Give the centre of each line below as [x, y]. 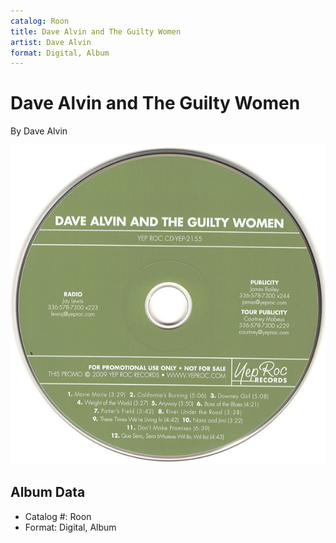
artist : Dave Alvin [51, 42]
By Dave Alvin [39, 131]
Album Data [48, 492]
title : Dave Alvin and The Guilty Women [96, 31]
